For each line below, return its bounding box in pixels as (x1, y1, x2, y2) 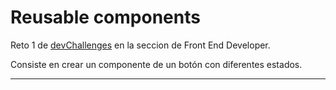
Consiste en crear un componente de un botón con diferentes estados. (10, 58, 303, 70)
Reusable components (10, 6, 201, 29)
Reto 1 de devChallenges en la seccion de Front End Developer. (10, 39, 271, 51)
